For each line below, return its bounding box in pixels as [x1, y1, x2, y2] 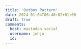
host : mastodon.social [10, 27, 58, 32]
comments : [5, 21, 26, 27]
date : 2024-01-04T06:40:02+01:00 [5, 12, 76, 17]
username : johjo [10, 31, 44, 36]
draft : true [5, 17, 31, 22]
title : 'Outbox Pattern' [5, 7, 58, 13]
